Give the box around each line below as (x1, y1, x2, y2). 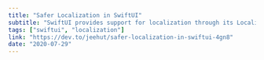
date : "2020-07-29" (8, 41, 72, 48)
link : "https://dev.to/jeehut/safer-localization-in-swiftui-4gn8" (8, 33, 234, 41)
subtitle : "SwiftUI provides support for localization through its (8, 19, 234, 26)
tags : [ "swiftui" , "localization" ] (8, 26, 125, 34)
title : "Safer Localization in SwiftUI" (8, 11, 143, 19)
